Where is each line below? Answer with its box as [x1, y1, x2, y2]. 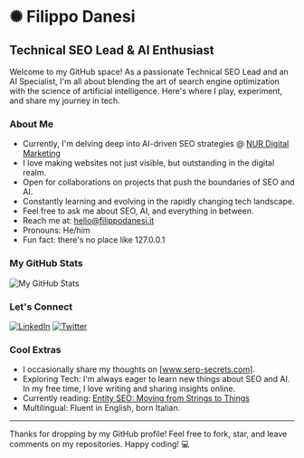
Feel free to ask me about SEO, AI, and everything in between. [22, 205, 254, 216]
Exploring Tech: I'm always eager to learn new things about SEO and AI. [22, 374, 290, 385]
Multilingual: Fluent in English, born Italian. [22, 403, 181, 414]
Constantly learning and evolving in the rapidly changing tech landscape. [22, 196, 295, 207]
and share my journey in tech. [9, 95, 120, 106]
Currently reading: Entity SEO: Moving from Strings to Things [22, 393, 251, 404]
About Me [9, 118, 54, 130]
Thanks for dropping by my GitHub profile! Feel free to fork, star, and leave [9, 428, 288, 440]
